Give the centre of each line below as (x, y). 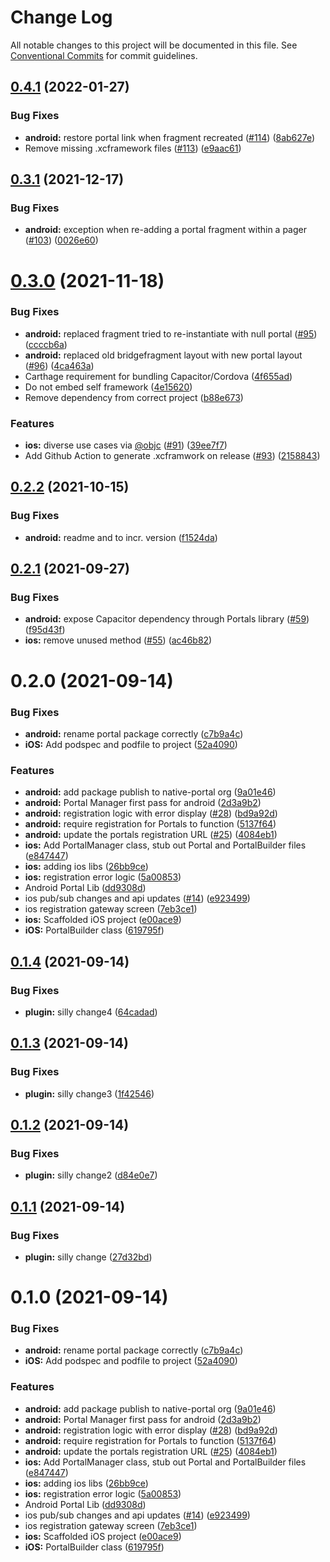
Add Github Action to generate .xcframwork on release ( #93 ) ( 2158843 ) (172, 456)
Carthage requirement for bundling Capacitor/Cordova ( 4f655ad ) (158, 376)
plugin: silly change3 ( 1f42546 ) (89, 1093)
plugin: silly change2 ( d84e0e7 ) (91, 1175)
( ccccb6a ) (46, 344)
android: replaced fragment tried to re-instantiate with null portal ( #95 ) (171, 333)
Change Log (61, 17)
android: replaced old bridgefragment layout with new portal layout (163, 355)
